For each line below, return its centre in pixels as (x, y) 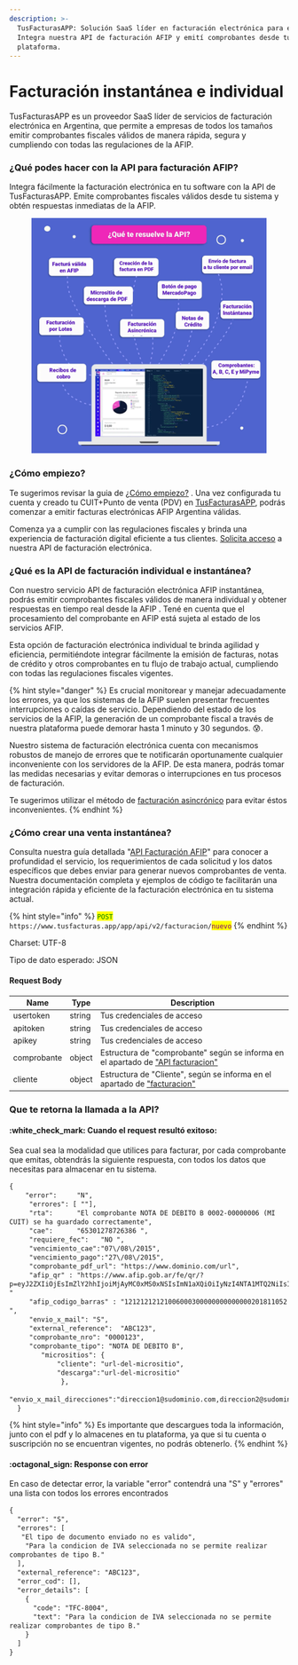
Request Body (35, 980)
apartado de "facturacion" (148, 1084)
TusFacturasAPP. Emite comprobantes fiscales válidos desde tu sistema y (144, 196)
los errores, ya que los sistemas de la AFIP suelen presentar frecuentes (140, 700)
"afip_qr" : (51, 1275)
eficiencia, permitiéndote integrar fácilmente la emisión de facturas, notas (144, 655)
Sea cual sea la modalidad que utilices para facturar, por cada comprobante (148, 1150)
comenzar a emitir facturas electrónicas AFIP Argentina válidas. (125, 511)
